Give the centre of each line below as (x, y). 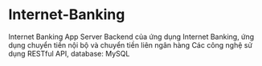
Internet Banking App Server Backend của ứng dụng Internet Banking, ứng (131, 37)
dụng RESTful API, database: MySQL (69, 53)
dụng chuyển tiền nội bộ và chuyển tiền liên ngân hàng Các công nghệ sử (131, 45)
